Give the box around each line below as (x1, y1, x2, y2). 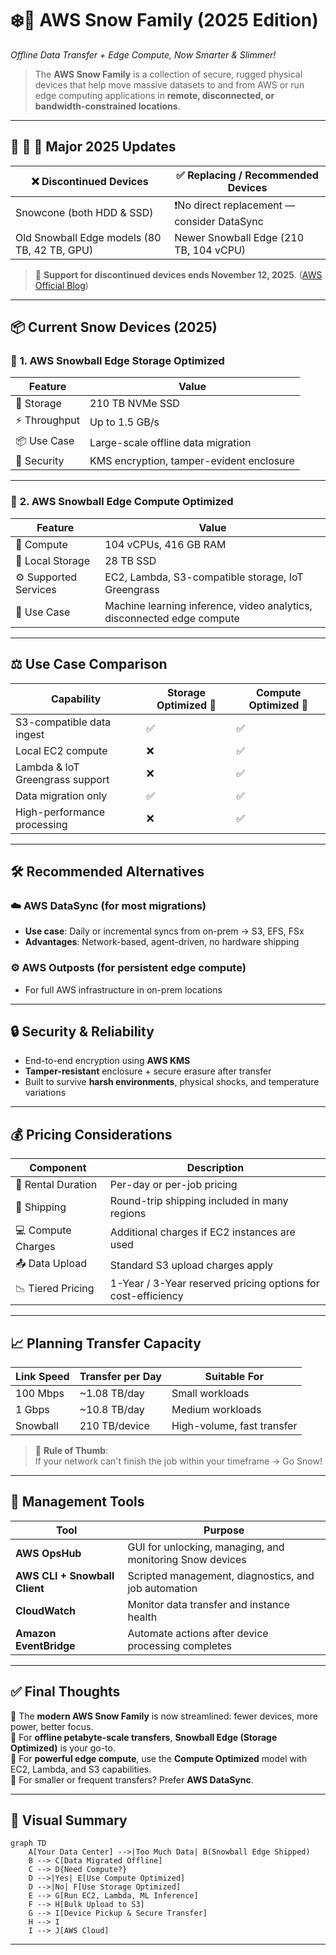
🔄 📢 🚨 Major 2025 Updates (10, 138, 177, 156)
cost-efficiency (109, 1289, 184, 1303)
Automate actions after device (127, 1626, 269, 1640)
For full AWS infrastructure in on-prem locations (24, 983, 223, 996)
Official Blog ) (34, 279, 89, 291)
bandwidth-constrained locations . (34, 100, 181, 112)
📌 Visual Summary (10, 1812, 128, 1829)
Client (15, 1581, 45, 1595)
